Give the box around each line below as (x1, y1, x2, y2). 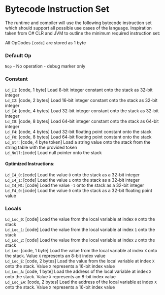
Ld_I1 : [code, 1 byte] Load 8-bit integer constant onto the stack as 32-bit (5, 87, 153, 93)
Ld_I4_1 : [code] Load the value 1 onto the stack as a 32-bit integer (5, 177, 140, 183)
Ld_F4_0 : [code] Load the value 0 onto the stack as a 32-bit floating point (5, 187, 153, 193)
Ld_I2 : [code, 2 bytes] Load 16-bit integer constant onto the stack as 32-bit (5, 97, 158, 103)
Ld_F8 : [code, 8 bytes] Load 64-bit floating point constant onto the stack (5, 134, 152, 140)
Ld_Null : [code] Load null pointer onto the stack (5, 149, 102, 156)
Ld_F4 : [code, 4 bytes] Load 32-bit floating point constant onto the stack (5, 129, 152, 134)
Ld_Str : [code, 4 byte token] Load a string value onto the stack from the (5, 139, 151, 145)
